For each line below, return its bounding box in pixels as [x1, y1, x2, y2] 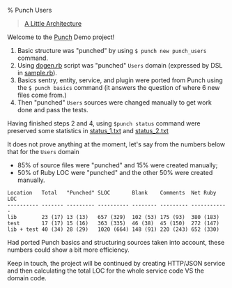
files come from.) [17, 91, 68, 99]
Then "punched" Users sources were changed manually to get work [17, 98, 212, 107]
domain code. [7, 274, 47, 282]
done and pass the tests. [17, 106, 88, 114]
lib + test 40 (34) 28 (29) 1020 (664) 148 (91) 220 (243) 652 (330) [7, 226, 219, 233]
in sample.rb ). [17, 69, 58, 77]
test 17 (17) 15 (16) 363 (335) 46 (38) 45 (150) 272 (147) [7, 220, 219, 227]
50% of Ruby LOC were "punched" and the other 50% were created [17, 169, 213, 176]
